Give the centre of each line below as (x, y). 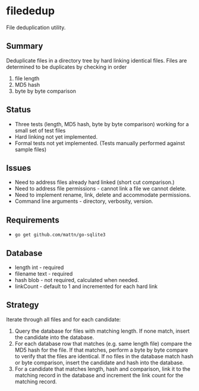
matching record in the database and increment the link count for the (99, 375)
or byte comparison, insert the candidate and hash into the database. (99, 362)
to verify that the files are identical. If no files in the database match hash (104, 356)
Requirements (33, 220)
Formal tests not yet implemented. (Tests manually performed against (100, 143)
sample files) (30, 149)
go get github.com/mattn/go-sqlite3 (60, 235)
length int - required (39, 267)
